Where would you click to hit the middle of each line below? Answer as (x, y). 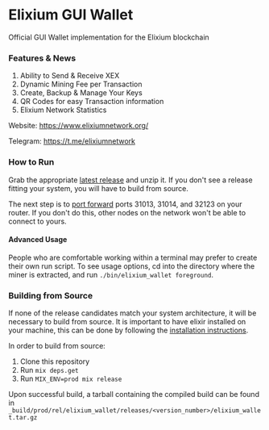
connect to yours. (37, 221)
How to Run (31, 162)
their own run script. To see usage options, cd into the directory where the (132, 266)
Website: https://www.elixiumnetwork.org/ (79, 126)
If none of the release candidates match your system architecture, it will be (132, 313)
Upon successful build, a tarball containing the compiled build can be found (134, 395)
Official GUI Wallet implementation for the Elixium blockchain (109, 37)
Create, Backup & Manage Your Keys (81, 93)
